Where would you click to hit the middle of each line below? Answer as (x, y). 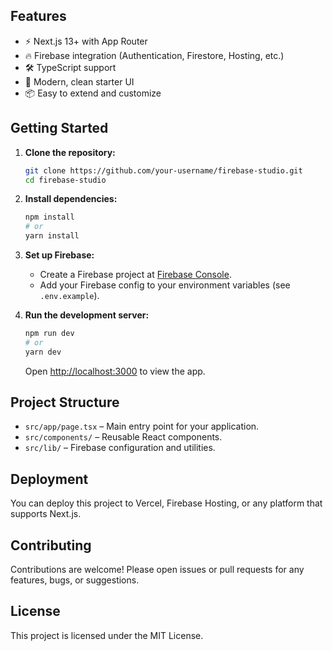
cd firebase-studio (65, 180)
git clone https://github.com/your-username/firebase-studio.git (163, 170)
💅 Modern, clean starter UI (79, 81)
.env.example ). (69, 295)
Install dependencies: (71, 199)
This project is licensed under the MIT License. (107, 635)
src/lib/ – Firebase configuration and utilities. (120, 448)
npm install (49, 217)
